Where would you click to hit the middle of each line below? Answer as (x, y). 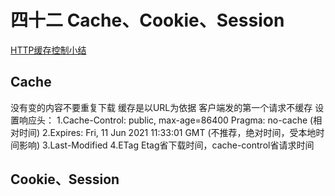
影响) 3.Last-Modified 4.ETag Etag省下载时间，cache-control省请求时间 (166, 145)
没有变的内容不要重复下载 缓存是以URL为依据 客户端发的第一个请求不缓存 (161, 107)
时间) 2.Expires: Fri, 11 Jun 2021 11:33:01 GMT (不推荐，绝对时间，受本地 (167, 132)
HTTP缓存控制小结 (48, 50)
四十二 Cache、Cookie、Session (147, 20)
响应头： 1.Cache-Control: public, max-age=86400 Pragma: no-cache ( (166, 120)
